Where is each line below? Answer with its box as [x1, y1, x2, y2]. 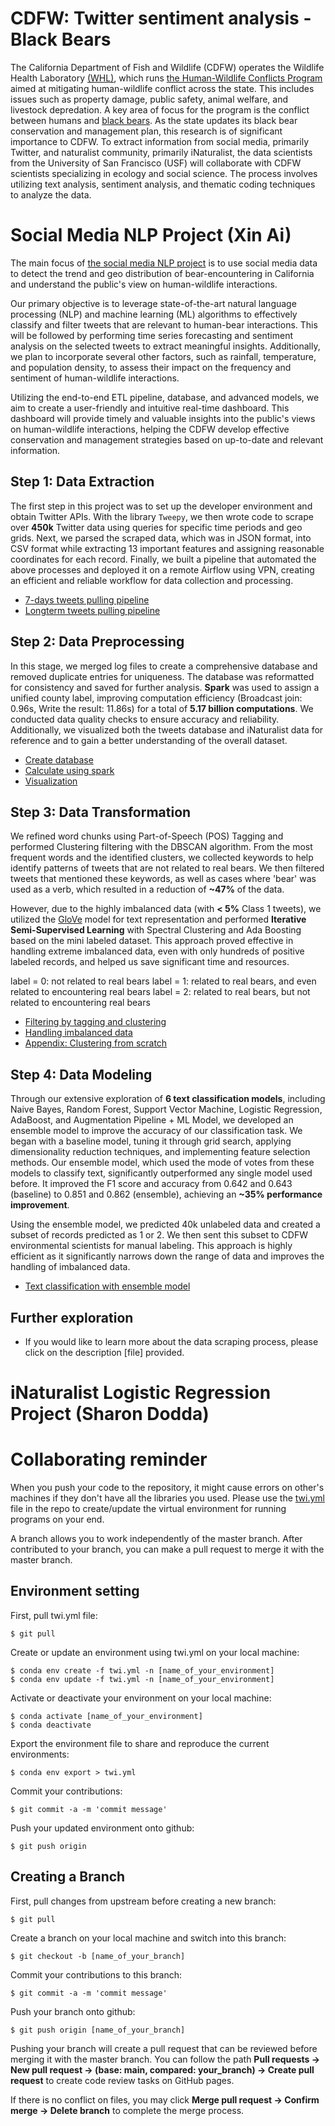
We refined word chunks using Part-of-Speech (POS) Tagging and [10, 830, 284, 842]
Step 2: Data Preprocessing [10, 633, 185, 651]
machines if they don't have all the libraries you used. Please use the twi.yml [10, 1492, 325, 1504]
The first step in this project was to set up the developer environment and [10, 500, 313, 512]
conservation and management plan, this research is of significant [10, 125, 283, 137]
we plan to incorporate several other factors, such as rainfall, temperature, [10, 350, 317, 362]
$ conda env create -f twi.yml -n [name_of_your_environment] [10, 1665, 275, 1676]
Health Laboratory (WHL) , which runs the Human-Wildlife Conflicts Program [10, 72, 323, 84]
